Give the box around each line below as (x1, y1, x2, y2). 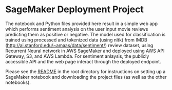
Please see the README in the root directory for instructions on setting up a (5, 68, 166, 75)
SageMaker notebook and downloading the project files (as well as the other (5, 74, 167, 80)
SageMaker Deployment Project (5, 4, 144, 15)
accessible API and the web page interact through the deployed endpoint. (5, 58, 161, 64)
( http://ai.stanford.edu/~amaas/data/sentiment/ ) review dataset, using (5, 42, 154, 48)
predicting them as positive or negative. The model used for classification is (5, 31, 166, 37)
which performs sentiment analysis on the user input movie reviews (5, 26, 148, 32)
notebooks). (5, 79, 31, 85)
